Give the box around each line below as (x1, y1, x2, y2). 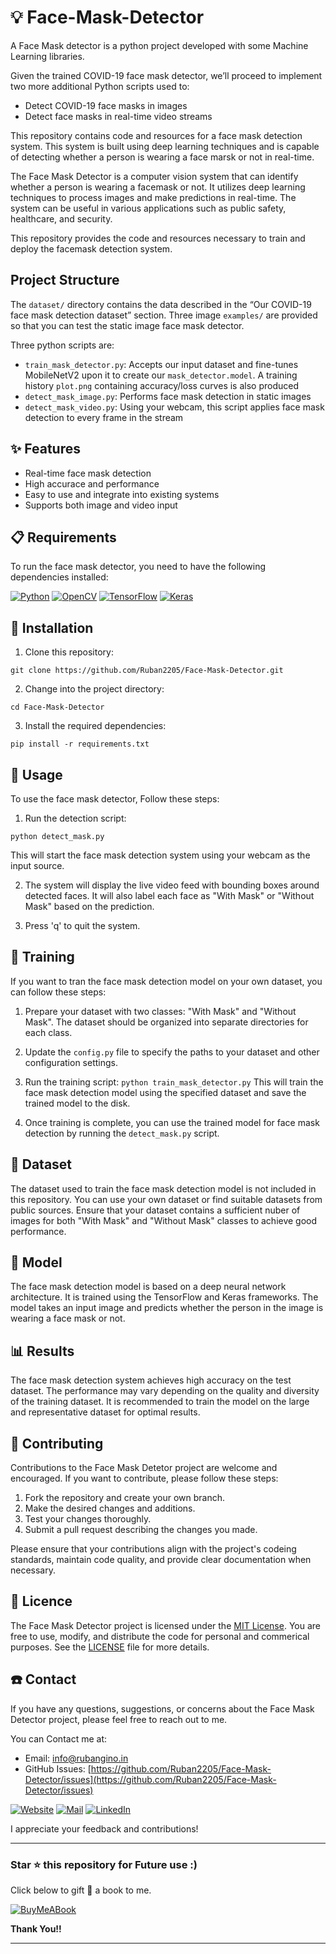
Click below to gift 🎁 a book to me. (10, 1884, 152, 1896)
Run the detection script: (24, 812, 127, 824)
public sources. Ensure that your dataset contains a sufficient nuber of (10, 1204, 301, 1216)
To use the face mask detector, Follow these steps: (10, 793, 220, 805)
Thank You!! (10, 1922, 62, 1935)
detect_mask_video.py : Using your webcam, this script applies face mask (24, 401, 325, 413)
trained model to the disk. (24, 1097, 131, 1109)
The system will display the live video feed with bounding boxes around (24, 879, 320, 891)
